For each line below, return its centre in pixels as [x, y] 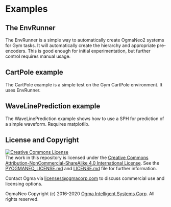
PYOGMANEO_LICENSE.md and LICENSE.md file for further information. [81, 169]
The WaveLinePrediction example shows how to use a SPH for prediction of [85, 119]
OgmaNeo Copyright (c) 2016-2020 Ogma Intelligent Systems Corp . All [80, 194]
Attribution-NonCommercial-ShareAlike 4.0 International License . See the [82, 163]
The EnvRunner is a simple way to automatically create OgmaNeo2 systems [85, 40]
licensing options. [24, 184]
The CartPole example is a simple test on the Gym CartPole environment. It [84, 84]
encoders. [16, 51]
